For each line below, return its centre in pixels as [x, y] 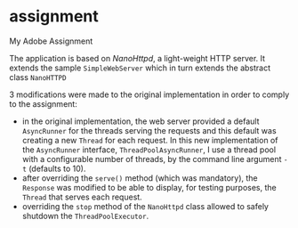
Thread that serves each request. [82, 197]
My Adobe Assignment [51, 41]
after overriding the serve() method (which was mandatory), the [140, 178]
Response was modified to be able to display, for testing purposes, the [149, 187]
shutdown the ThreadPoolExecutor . [85, 216]
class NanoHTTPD [38, 77]
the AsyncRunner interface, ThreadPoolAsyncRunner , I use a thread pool [149, 150]
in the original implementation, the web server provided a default [141, 121]
